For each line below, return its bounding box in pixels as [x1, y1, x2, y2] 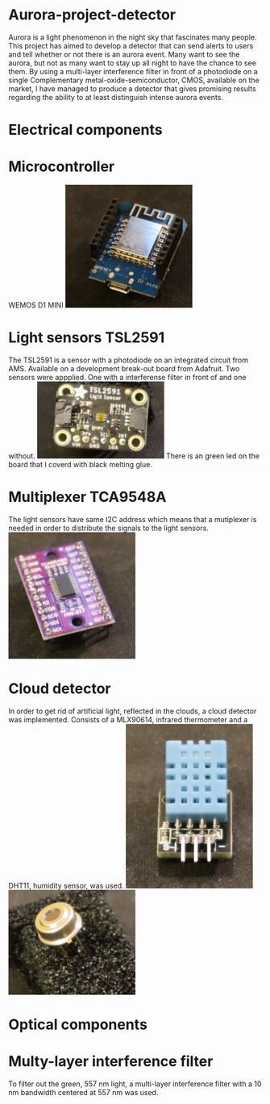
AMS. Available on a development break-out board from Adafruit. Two [8, 363, 240, 373]
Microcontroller [8, 157, 115, 176]
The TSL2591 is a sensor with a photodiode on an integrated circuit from [8, 355, 248, 365]
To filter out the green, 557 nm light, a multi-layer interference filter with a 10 [8, 1079, 262, 1089]
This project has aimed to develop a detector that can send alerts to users [8, 40, 254, 50]
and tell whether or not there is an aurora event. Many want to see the [8, 49, 240, 59]
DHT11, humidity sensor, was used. [8, 881, 124, 891]
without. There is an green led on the [8, 451, 260, 461]
